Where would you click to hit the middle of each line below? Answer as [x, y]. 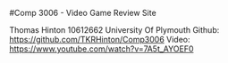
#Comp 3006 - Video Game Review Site [83, 13]
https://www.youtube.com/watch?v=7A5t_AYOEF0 [101, 49]
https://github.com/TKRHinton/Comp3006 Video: [100, 39]
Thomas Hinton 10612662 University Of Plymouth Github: [114, 30]
